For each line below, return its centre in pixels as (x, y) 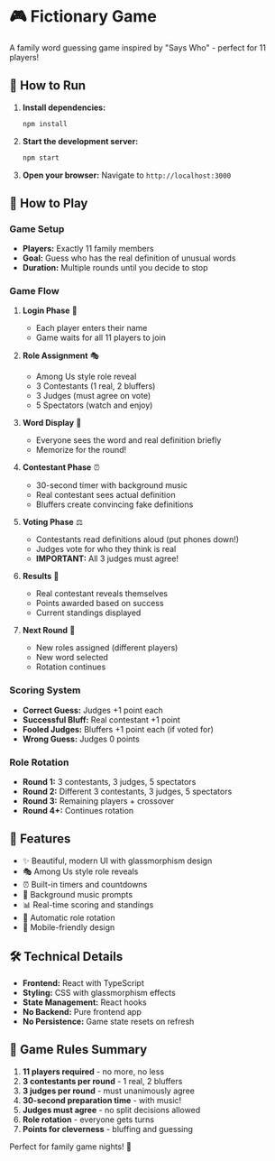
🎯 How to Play (49, 203)
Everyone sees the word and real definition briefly (128, 440)
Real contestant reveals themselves (102, 594)
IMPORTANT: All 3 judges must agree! (107, 558)
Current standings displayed (88, 613)
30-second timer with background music (111, 485)
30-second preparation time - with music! (102, 1100)
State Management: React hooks (84, 1002)
